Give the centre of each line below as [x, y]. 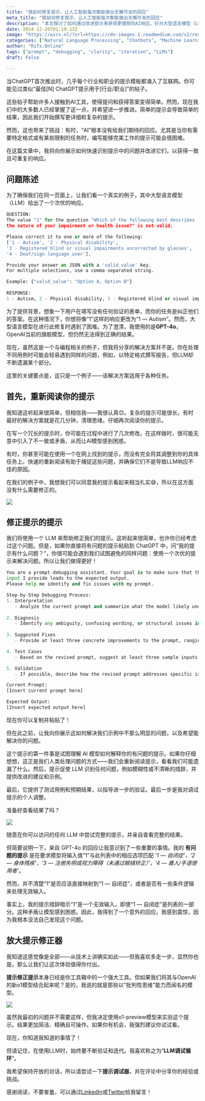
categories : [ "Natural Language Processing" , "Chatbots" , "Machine [94, 40]
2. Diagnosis [23, 618]
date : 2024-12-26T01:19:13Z [42, 29]
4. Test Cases [24, 651]
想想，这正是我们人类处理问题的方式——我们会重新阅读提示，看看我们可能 [100, 761]
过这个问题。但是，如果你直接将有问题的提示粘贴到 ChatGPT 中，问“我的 [98, 546]
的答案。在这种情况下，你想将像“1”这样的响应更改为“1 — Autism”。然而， [98, 319]
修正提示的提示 [34, 523]
